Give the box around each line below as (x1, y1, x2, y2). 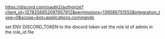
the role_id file (5, 29, 34, 35)
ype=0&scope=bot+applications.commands (5, 15, 95, 20)
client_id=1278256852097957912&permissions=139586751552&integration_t (5, 9, 160, 15)
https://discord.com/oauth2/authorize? (5, 4, 84, 10)
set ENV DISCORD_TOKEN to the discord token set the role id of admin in (5, 24, 153, 30)
